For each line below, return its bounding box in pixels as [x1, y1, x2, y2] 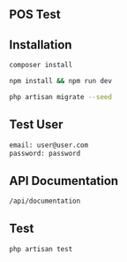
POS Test [9, 7, 61, 22]
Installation [9, 37, 72, 52]
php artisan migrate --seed [9, 92, 113, 101]
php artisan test [9, 244, 73, 253]
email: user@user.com [9, 141, 89, 150]
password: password [9, 149, 81, 158]
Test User [9, 117, 63, 132]
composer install [9, 61, 73, 70]
